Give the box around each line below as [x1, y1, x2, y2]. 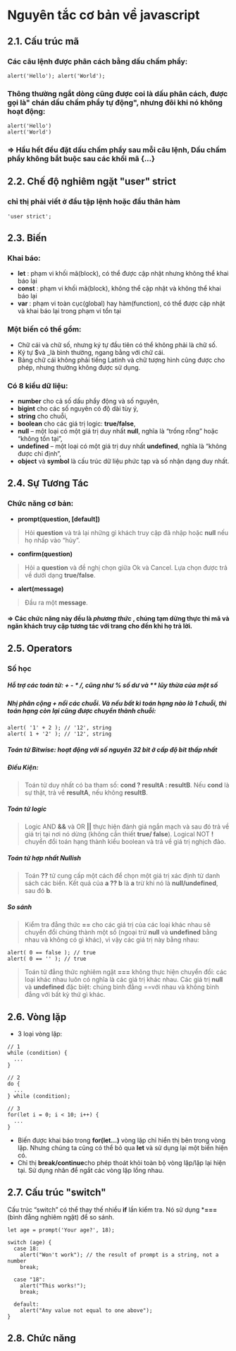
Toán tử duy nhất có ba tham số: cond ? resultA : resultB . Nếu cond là [24, 781, 230, 790]
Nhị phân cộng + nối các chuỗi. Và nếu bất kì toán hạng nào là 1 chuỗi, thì [7, 698, 227, 707]
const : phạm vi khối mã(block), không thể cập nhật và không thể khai [17, 284, 221, 293]
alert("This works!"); [20, 1282, 87, 1289]
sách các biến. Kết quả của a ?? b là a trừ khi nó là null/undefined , [24, 879, 218, 887]
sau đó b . [24, 887, 53, 895]
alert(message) [17, 584, 64, 593]
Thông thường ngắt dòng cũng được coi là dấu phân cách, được [7, 88, 228, 98]
